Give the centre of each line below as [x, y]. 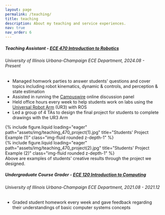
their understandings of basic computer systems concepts [71, 208]
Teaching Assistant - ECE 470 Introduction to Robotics [62, 48]
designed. [15, 163]
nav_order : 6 [18, 32]
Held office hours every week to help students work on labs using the [82, 102]
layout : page [18, 10]
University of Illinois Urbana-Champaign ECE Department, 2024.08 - [75, 60]
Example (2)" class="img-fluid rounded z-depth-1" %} [60, 153]
